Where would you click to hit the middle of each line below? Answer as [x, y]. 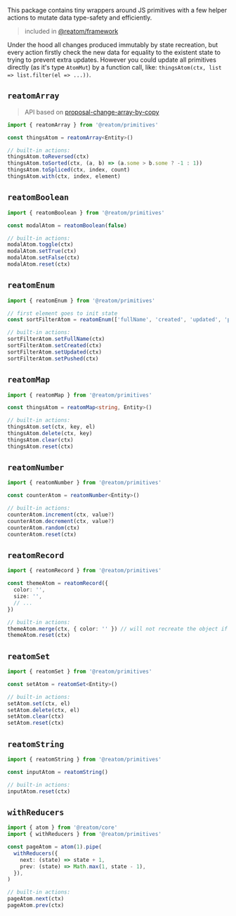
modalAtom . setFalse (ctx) [44, 258]
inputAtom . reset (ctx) [39, 791]
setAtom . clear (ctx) [36, 716]
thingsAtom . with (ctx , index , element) [64, 176]
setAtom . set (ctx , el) [39, 703]
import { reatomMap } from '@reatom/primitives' [80, 395]
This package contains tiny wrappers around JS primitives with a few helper [117, 10]
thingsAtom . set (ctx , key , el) [52, 427]
